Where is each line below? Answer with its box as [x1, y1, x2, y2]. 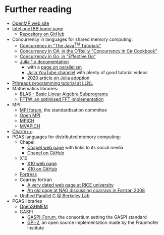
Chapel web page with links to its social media [27, 144, 124, 150]
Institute [27, 224, 44, 230]
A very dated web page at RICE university [27, 182, 114, 188]
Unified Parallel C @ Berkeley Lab [19, 193, 90, 199]
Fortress [19, 171, 37, 177]
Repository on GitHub [19, 31, 65, 37]
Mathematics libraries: [12, 85, 59, 91]
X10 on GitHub [27, 165, 58, 172]
